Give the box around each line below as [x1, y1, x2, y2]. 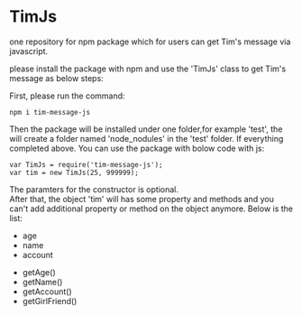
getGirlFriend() [22, 295, 78, 306]
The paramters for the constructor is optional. [9, 183, 178, 195]
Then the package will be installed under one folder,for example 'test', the [9, 124, 283, 134]
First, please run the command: [9, 90, 125, 101]
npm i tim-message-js [9, 107, 91, 116]
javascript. [9, 45, 49, 56]
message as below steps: [9, 72, 104, 83]
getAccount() [22, 286, 72, 297]
